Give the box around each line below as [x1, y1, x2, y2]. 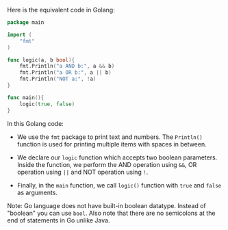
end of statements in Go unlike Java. [7, 216, 110, 225]
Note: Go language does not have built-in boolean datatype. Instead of [7, 201, 207, 209]
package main [7, 19, 45, 26]
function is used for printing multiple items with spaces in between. [16, 140, 207, 148]
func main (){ [7, 94, 45, 101]
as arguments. [16, 188, 58, 196]
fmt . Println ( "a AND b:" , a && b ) [19, 63, 115, 70]
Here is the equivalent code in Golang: [7, 6, 115, 14]
